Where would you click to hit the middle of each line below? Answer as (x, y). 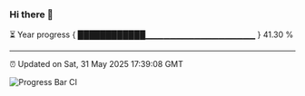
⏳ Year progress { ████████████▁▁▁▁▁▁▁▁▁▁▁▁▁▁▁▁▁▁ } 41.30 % (152, 34)
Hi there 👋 (32, 14)
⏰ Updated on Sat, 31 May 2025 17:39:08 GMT (97, 64)
